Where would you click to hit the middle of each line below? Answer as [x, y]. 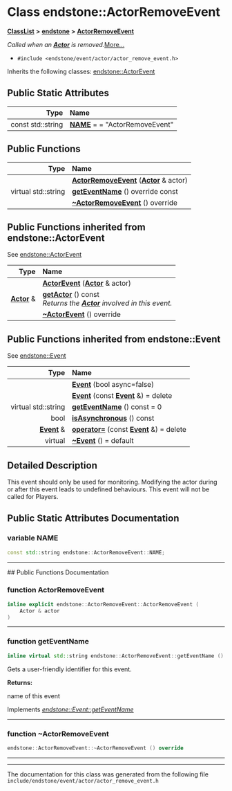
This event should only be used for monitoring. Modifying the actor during [112, 482]
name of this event [34, 695]
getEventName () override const [125, 191]
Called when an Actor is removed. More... [66, 44]
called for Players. [33, 497]
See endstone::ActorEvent [44, 255]
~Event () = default [103, 441]
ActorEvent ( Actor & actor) [87, 283]
